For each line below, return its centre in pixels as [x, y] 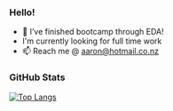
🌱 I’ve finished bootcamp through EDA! [93, 32]
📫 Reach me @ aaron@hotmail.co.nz [90, 52]
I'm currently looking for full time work [92, 41]
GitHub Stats [37, 77]
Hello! [22, 12]
